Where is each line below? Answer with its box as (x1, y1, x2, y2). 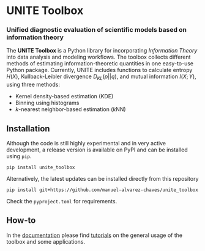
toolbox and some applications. (6, 238, 86, 245)
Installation (6, 123, 50, 134)
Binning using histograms (15, 99, 80, 107)
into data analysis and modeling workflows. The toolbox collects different (6, 53, 191, 61)
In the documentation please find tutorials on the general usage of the (6, 231, 182, 239)
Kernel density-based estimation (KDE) (15, 93, 114, 100)
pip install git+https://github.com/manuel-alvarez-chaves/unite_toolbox (6, 187, 199, 193)
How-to (6, 215, 36, 226)
